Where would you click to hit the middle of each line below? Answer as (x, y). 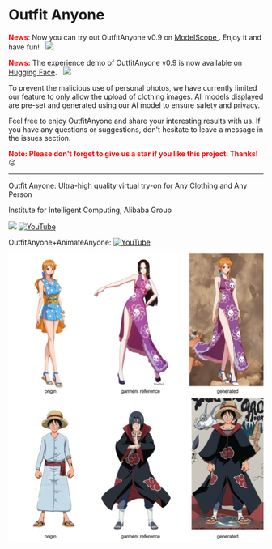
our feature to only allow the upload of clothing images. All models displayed (136, 96)
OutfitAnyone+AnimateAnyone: (60, 242)
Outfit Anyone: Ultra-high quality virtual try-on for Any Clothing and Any (128, 185)
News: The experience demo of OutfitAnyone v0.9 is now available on (125, 62)
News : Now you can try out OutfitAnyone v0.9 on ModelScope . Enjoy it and (135, 37)
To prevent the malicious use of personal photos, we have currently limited (133, 87)
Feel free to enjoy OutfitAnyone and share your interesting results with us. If (134, 121)
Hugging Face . (33, 72)
